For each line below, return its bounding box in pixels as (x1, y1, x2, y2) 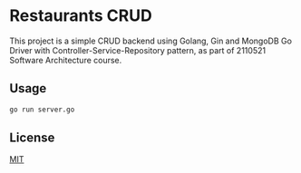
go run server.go (9, 105, 75, 114)
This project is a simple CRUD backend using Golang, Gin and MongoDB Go (9, 35, 293, 46)
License (9, 130, 55, 146)
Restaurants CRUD (9, 5, 152, 26)
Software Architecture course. (9, 54, 122, 65)
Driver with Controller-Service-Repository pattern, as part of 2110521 (9, 44, 266, 55)
